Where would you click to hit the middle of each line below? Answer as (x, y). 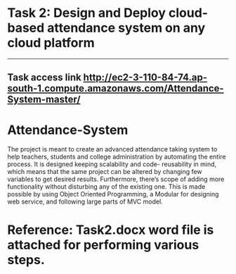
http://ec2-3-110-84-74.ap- (145, 78)
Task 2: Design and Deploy (87, 13)
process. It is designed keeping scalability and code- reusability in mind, (112, 164)
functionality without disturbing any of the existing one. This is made (106, 187)
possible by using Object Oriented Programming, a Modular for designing (113, 194)
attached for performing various (103, 245)
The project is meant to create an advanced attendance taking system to (112, 149)
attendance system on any (126, 28)
